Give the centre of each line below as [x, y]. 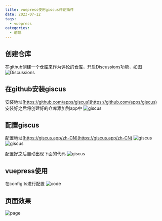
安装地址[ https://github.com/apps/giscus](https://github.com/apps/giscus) [81, 102]
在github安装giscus [36, 89]
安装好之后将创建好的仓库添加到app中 [44, 108]
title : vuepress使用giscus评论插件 [40, 10]
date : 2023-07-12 [23, 14]
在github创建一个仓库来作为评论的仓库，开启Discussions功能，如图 [74, 67]
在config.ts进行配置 [25, 184]
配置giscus [22, 125]
